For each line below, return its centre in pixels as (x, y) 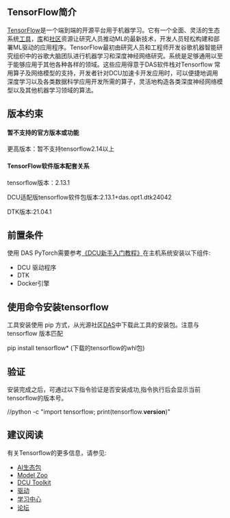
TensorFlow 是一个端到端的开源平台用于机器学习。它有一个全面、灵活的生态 (114, 30)
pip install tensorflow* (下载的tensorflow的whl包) (76, 348)
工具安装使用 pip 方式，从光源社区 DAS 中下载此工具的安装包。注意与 (103, 325)
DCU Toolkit (34, 482)
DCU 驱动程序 (37, 268)
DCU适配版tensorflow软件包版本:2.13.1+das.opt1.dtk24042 (90, 197)
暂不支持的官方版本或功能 (43, 132)
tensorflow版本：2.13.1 (39, 182)
